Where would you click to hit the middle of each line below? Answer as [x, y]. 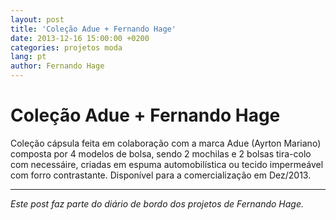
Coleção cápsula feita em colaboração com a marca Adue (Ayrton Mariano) [166, 143]
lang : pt [28, 57]
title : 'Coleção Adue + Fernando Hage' [93, 29]
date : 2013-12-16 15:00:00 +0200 [80, 38]
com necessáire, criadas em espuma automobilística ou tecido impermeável [167, 164]
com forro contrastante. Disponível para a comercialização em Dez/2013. [161, 175]
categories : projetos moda [66, 47]
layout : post [37, 19]
